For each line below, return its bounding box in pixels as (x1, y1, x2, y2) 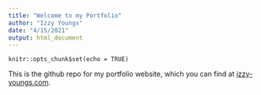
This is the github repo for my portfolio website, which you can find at (8, 69, 235, 79)
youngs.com (8, 78, 49, 87)
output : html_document (8, 33, 83, 42)
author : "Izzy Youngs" (8, 19, 83, 27)
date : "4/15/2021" (8, 26, 69, 34)
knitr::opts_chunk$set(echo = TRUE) (8, 55, 129, 63)
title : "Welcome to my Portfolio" (8, 11, 123, 20)
